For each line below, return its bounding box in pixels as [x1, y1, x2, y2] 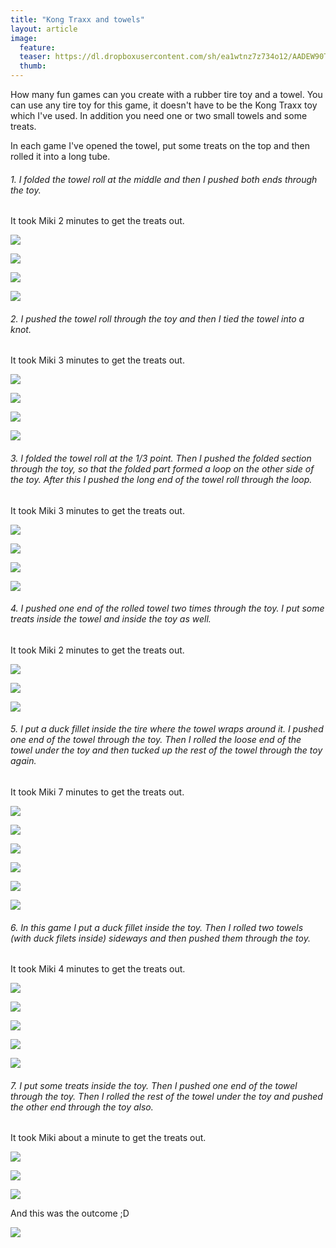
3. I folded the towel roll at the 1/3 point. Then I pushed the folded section [10, 452, 312, 464]
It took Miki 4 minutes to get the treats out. [10, 963, 186, 975]
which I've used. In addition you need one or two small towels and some [10, 110, 308, 121]
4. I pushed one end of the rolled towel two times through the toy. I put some [10, 602, 325, 615]
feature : [19, 42, 56, 53]
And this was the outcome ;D [10, 1207, 130, 1220]
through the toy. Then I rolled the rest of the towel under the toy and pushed [10, 1090, 323, 1102]
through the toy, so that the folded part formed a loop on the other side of [10, 463, 315, 475]
